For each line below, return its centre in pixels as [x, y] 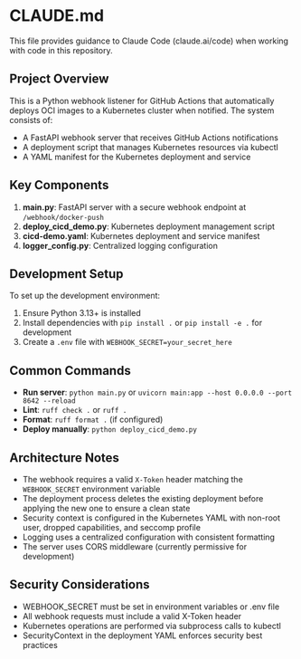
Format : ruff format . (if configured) [93, 420]
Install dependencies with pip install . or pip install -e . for [142, 323]
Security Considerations [80, 585]
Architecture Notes [65, 458]
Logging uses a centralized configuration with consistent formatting [149, 537]
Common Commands [70, 371]
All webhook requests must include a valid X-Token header [132, 616]
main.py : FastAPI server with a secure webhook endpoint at [134, 207]
